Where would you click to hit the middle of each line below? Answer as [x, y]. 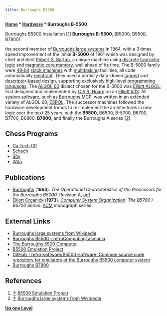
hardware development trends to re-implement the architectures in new [79, 107]
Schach [20, 151]
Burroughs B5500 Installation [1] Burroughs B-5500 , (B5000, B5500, [76, 34]
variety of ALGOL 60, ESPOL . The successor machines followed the [75, 102]
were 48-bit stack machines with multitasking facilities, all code [70, 70]
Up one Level [19, 308]
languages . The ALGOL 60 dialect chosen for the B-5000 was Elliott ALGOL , [83, 86]
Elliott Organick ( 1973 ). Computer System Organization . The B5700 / [83, 200]
